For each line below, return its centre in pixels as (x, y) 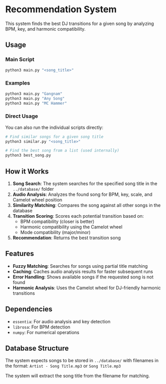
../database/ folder (33, 189)
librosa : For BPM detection (41, 327)
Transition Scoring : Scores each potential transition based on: (78, 216)
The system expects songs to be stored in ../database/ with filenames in (82, 361)
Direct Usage (22, 116)
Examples (18, 83)
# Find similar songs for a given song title (54, 137)
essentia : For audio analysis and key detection (61, 321)
